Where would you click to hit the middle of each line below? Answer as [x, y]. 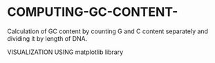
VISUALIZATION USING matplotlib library [65, 52]
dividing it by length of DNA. [47, 38]
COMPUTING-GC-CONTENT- [93, 12]
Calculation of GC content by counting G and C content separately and [108, 31]
